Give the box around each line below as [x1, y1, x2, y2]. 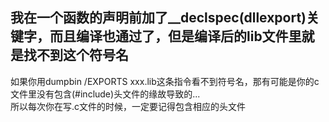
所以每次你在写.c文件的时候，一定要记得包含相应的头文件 [10, 100, 247, 112]
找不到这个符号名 [23, 47, 129, 64]
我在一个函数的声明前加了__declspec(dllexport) [10, 9, 307, 27]
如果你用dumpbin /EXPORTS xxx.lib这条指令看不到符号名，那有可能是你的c [10, 75, 320, 87]
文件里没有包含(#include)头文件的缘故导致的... [10, 88, 201, 100]
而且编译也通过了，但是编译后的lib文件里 [49, 28, 302, 45]
